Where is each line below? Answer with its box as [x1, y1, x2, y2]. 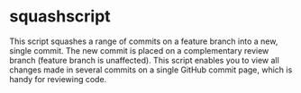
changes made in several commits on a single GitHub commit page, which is [9, 64, 293, 75]
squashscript [9, 6, 111, 27]
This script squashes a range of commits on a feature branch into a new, [9, 36, 278, 46]
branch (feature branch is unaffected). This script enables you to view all [9, 55, 279, 65]
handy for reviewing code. [9, 73, 107, 84]
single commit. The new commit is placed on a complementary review [9, 45, 269, 55]
